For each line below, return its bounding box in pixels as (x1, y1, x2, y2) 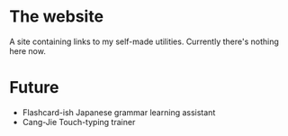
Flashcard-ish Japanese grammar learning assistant (22, 106, 216, 118)
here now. (9, 45, 47, 56)
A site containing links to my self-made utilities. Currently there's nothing (9, 36, 279, 47)
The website (9, 6, 104, 27)
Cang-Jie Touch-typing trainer (22, 116, 136, 127)
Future (9, 77, 60, 98)
